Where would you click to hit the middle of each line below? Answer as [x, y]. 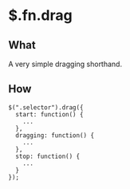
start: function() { [49, 114]
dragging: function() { [55, 135]
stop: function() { [48, 156]
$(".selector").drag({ [46, 107]
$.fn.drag [41, 16]
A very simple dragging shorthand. [65, 64]
